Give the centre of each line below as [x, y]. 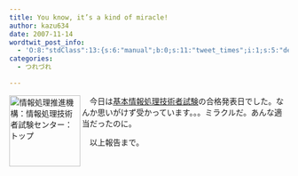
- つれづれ [34, 68]
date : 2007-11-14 [41, 34]
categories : [31, 59]
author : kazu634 [39, 26]
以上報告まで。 [117, 142]
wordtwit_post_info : [47, 42]
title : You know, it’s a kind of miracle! [89, 17]
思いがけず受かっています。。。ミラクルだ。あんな [186, 112]
